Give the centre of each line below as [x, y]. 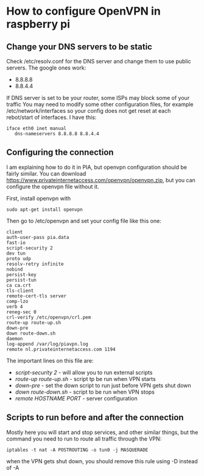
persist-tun [21, 280]
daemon [15, 339]
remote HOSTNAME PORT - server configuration [76, 398]
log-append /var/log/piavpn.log [47, 344]
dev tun [16, 253]
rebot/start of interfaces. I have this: [51, 117]
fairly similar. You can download [46, 173]
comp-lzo [17, 301]
